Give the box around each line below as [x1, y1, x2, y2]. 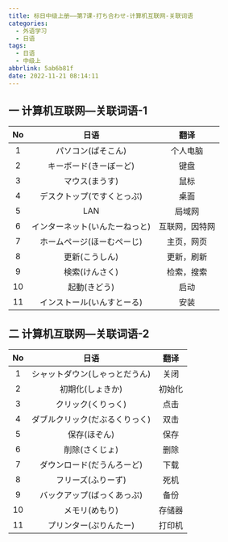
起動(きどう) [68, 282, 115, 293]
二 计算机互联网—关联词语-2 [8, 326, 150, 340]
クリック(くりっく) [56, 399, 127, 410]
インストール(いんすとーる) [39, 296, 143, 308]
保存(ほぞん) [68, 429, 115, 440]
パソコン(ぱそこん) [56, 145, 127, 157]
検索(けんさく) [64, 267, 119, 278]
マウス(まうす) [64, 175, 119, 187]
